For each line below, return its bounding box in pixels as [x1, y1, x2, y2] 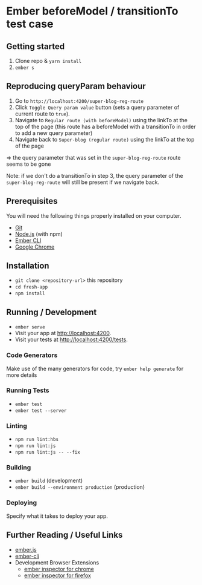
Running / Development [6, 307, 97, 317]
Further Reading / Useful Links [6, 530, 123, 540]
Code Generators [6, 351, 58, 359]
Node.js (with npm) [14, 230, 63, 237]
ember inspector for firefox [24, 572, 92, 579]
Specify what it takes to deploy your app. [6, 512, 109, 520]
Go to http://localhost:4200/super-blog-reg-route [14, 97, 144, 104]
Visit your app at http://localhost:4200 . [14, 330, 112, 337]
